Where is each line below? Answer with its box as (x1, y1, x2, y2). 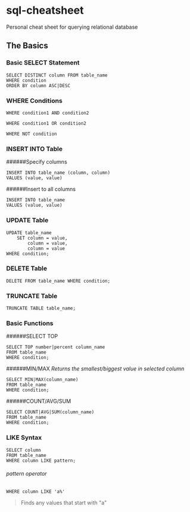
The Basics (6, 41, 49, 51)
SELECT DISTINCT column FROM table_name (6, 72, 108, 78)
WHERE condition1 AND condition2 (6, 110, 89, 116)
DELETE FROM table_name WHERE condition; (6, 278, 111, 284)
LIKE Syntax (6, 434, 42, 442)
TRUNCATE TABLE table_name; (6, 305, 76, 311)
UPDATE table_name (6, 229, 52, 236)
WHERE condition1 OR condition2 (6, 120, 86, 126)
